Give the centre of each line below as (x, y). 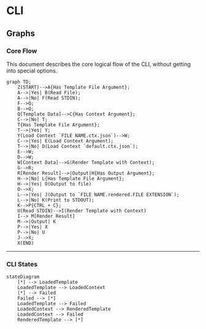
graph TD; (19, 82)
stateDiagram (23, 277)
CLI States (22, 264)
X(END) (26, 243)
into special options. (32, 71)
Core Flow (22, 51)
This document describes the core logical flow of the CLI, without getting (99, 64)
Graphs (21, 33)
